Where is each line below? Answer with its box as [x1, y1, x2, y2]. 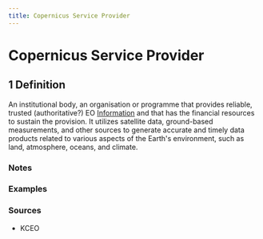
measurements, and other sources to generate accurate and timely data [8, 125, 245, 135]
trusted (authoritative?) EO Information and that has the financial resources [8, 107, 255, 117]
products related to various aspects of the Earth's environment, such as [8, 133, 245, 143]
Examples [8, 184, 48, 195]
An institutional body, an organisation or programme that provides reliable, [8, 99, 253, 109]
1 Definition [8, 78, 66, 92]
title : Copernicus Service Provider [8, 11, 130, 20]
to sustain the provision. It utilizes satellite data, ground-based [8, 116, 213, 126]
